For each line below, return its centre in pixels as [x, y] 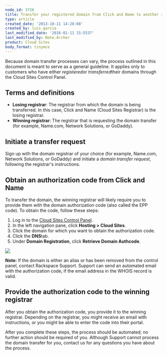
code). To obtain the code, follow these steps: [52, 211]
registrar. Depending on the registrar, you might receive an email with [76, 317]
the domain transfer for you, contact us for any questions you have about [80, 343]
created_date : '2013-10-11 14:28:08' [44, 24]
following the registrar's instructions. [43, 164]
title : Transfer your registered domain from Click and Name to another [82, 14]
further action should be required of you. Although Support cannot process [82, 337]
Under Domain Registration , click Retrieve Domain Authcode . [76, 241]
